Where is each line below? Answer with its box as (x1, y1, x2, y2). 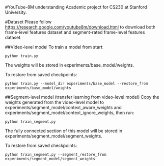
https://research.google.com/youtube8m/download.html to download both (5, 24, 156, 30)
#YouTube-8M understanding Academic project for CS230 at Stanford (5, 4, 147, 10)
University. (5, 9, 27, 15)
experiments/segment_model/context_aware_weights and (5, 105, 122, 110)
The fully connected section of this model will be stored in (5, 128, 123, 134)
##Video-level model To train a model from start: (5, 44, 104, 50)
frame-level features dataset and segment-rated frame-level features (5, 29, 145, 35)
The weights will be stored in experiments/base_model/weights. (5, 62, 134, 68)
